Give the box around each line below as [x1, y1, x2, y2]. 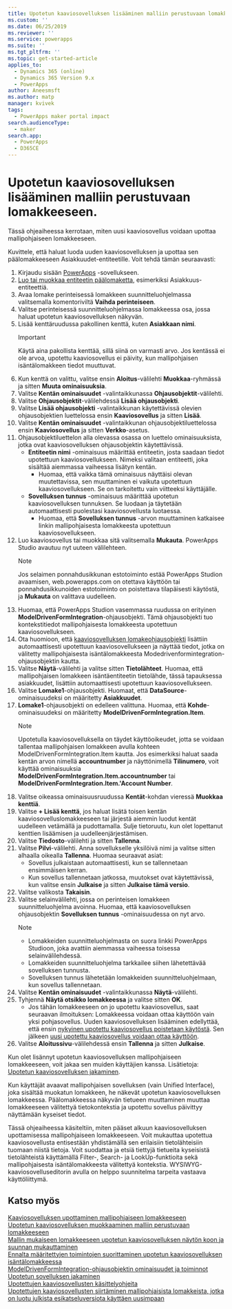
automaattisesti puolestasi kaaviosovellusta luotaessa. [28, 506, 182, 515]
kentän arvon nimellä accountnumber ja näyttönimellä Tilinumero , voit [17, 757, 219, 765]
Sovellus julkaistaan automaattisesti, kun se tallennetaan [28, 858, 188, 867]
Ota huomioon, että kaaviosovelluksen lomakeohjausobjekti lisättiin [17, 635, 208, 643]
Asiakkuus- [169, 276, 202, 284]
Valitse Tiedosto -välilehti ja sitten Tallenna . [17, 837, 142, 845]
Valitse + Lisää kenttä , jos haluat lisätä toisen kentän [17, 807, 167, 815]
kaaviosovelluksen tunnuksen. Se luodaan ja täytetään [28, 499, 182, 508]
